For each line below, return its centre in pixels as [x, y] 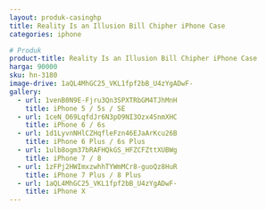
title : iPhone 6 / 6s [65, 125]
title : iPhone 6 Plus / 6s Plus [85, 142]
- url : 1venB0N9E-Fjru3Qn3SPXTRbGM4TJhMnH [97, 100]
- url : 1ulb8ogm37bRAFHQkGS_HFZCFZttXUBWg [97, 150]
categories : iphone [46, 34]
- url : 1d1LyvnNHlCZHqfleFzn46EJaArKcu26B [97, 134]
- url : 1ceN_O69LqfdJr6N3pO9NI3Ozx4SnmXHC [97, 117]
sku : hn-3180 [33, 76]
